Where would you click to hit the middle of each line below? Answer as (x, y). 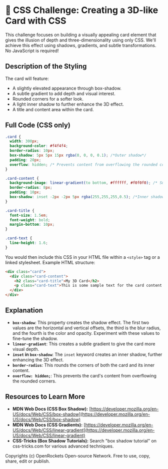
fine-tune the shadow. (35, 338)
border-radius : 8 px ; (31, 188)
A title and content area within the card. (53, 109)
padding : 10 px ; (25, 192)
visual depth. (26, 349)
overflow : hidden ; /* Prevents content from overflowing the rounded (83, 165)
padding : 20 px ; (25, 160)
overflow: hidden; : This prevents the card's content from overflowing (84, 375)
